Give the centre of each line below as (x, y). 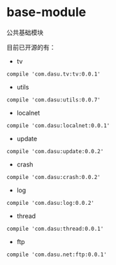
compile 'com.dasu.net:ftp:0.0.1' (57, 255)
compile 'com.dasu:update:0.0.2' (55, 151)
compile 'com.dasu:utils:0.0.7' (53, 100)
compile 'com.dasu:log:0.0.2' (51, 203)
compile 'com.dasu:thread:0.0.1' (55, 229)
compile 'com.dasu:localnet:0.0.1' (58, 126)
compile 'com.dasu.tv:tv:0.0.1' (53, 74)
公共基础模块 (25, 32)
